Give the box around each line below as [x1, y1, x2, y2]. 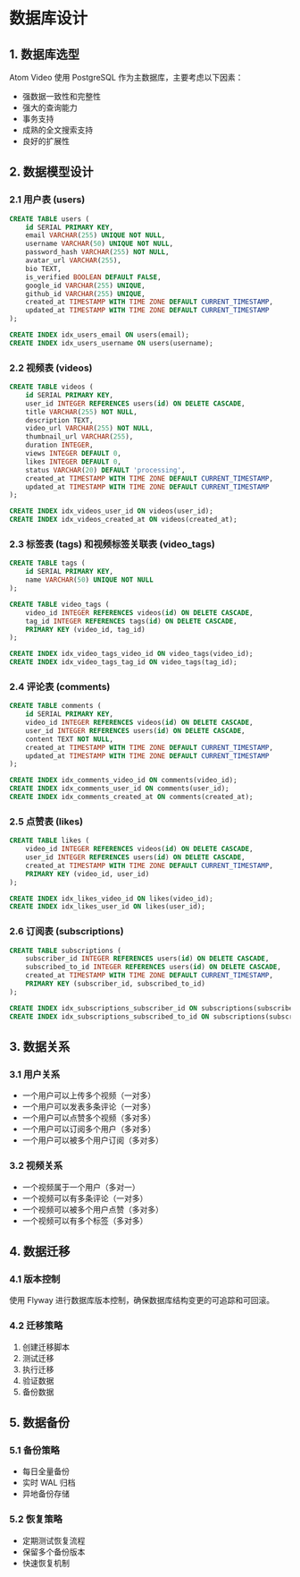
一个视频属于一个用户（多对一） [21, 1181, 140, 1192]
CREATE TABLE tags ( [9, 558, 87, 568]
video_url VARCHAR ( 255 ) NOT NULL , [25, 424, 154, 433]
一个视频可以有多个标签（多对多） [21, 1215, 148, 1226]
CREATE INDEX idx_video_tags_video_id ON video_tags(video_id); [9, 650, 254, 659]
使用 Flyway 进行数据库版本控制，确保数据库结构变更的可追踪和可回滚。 [9, 1295, 275, 1306]
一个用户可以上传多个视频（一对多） [21, 1090, 156, 1101]
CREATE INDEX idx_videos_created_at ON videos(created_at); [9, 516, 238, 524]
